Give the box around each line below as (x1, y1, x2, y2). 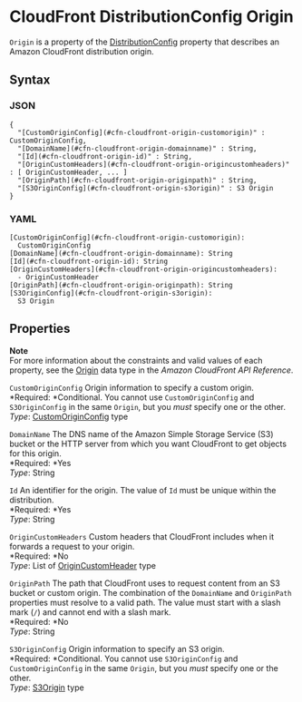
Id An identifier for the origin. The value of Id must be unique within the (9, 484, 277, 495)
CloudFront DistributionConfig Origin (9, 6, 295, 27)
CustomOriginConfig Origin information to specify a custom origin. (9, 382, 254, 393)
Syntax (9, 73, 51, 88)
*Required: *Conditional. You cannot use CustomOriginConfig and (9, 392, 255, 403)
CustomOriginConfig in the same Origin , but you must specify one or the (9, 662, 278, 673)
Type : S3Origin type (9, 682, 84, 693)
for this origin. (9, 447, 62, 459)
